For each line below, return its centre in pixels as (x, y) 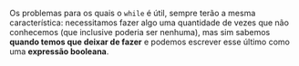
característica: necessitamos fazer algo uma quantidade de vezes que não (149, 23)
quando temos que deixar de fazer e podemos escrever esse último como (149, 42)
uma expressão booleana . (59, 52)
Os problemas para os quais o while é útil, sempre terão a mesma (133, 13)
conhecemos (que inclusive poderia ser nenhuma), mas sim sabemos (140, 32)
